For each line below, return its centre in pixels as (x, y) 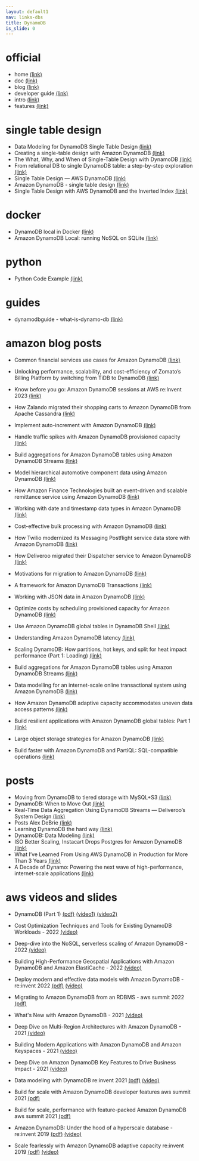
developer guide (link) (41, 94)
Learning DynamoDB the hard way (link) (63, 829)
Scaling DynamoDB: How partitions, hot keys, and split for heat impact (100, 649)
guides (23, 303)
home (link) (28, 75)
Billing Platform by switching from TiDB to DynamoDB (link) (86, 378)
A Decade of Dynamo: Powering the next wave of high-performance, (99, 867)
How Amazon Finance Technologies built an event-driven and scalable (101, 490)
